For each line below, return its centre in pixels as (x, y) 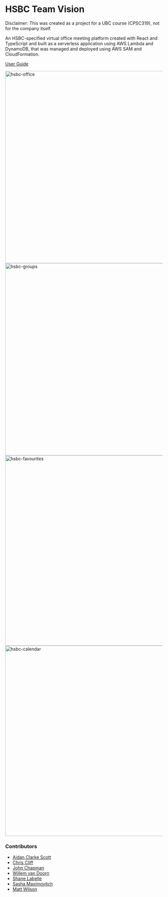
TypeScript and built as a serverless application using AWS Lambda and (79, 43)
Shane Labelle (27, 878)
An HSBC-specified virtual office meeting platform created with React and (81, 38)
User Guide (17, 64)
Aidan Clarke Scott (32, 857)
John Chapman (28, 868)
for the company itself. (28, 28)
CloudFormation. (22, 54)
